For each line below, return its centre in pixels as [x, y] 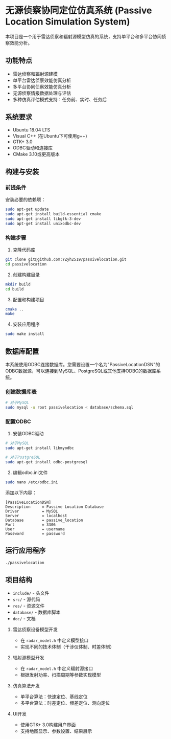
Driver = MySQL [32, 511]
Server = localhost [36, 516]
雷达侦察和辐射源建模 [35, 74]
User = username [35, 529]
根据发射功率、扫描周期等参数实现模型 [60, 675]
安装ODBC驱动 [28, 434]
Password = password [35, 533]
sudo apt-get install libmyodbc [40, 448]
